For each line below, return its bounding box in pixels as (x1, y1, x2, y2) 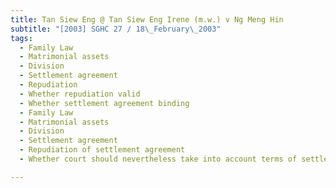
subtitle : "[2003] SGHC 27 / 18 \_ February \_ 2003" (10, 24, 222, 34)
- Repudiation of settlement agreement (19, 145, 186, 155)
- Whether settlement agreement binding (19, 98, 190, 108)
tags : (10, 33, 33, 43)
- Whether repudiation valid (19, 89, 141, 99)
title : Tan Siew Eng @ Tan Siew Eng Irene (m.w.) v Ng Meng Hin (10, 14, 284, 25)
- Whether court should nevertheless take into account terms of (19, 154, 298, 164)
